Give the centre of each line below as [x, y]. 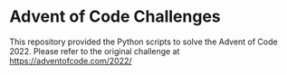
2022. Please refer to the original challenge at [95, 51]
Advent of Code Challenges [115, 17]
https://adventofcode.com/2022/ [71, 61]
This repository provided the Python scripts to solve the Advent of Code [143, 42]
